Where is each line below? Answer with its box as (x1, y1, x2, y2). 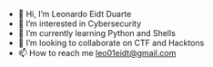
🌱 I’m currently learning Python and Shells (17, 28, 176, 38)
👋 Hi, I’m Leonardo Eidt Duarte (17, 9, 132, 19)
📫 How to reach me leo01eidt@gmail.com (17, 48, 177, 58)
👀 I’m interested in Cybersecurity (17, 18, 142, 29)
